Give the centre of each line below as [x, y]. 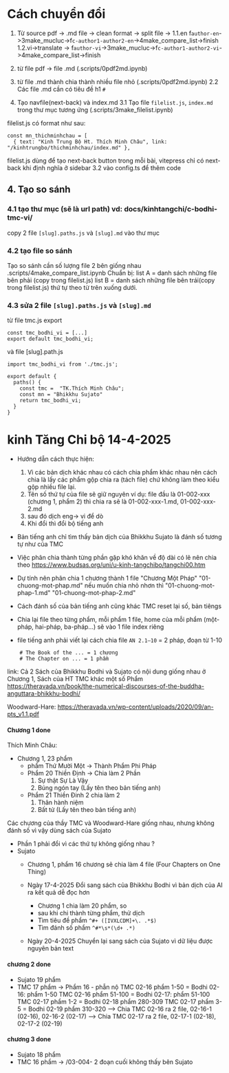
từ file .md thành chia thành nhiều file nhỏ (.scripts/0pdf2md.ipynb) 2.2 [118, 81]
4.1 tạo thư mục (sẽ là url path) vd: [65, 209]
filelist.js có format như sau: [46, 123]
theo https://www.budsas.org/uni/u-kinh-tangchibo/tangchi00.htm [111, 565]
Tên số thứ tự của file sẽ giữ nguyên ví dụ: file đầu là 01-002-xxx [119, 494]
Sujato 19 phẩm [39, 979]
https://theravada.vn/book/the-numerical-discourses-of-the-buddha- [106, 686]
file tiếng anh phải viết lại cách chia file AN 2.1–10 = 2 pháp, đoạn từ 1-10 [119, 640]
